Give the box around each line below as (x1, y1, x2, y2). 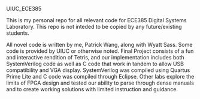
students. (6, 29, 30, 37)
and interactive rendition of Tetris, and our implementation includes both (6, 54, 184, 61)
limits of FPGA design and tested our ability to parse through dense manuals (6, 79, 195, 86)
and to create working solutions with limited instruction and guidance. (6, 86, 178, 92)
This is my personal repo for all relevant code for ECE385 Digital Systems (6, 17, 187, 23)
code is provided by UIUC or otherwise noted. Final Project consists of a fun (6, 47, 194, 55)
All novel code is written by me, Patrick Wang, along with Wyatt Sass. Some (6, 41, 193, 48)
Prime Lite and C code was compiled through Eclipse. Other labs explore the (6, 73, 195, 80)
